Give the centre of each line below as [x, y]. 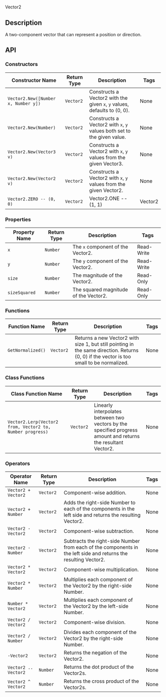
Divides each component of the [100, 632]
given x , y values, [109, 104]
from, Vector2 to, [29, 427]
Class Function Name [37, 393]
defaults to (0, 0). [109, 110]
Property [24, 232]
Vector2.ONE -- [108, 198]
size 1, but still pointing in [104, 344]
